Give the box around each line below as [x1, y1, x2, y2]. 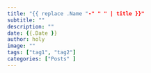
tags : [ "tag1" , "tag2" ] [7, 49, 77, 56]
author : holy [7, 36, 45, 43]
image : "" [7, 42, 36, 49]
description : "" [7, 23, 54, 30]
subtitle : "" [7, 17, 45, 24]
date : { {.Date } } [7, 29, 58, 37]
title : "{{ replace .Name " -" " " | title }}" [7, 10, 145, 17]
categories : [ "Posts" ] [7, 56, 77, 63]
